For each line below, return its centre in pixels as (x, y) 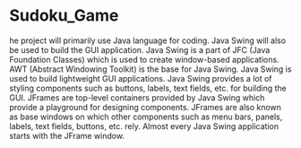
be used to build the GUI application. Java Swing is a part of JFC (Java (140, 49)
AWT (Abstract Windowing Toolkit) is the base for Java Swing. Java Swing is (150, 69)
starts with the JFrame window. (67, 135)
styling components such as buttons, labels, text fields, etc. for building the (148, 88)
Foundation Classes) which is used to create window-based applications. (144, 59)
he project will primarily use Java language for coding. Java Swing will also (148, 40)
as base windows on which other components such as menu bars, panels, (146, 117)
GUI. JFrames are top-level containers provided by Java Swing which (137, 97)
